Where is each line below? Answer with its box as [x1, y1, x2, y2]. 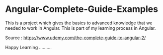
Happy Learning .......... [5, 44, 52, 50]
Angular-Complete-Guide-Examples [5, 3, 158, 15]
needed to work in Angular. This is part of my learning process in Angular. [5, 25, 156, 31]
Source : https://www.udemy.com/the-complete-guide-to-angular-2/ [5, 35, 146, 41]
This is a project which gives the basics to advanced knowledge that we [5, 20, 153, 26]
